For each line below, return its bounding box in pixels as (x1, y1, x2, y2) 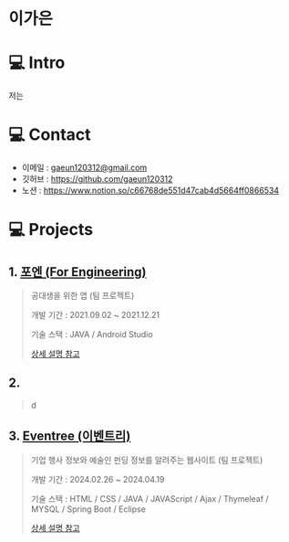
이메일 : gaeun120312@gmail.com (21, 162, 148, 174)
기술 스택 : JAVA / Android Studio (30, 329, 153, 340)
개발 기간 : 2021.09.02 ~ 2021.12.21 (30, 310, 160, 321)
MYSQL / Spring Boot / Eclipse (30, 504, 147, 515)
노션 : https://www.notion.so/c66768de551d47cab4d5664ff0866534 (21, 185, 280, 197)
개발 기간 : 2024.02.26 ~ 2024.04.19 (30, 473, 165, 484)
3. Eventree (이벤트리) (8, 429, 131, 444)
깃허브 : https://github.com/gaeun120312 (21, 174, 173, 185)
